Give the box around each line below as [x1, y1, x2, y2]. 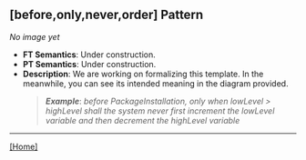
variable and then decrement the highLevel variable [45, 115, 240, 125]
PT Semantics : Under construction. [22, 58, 157, 69]
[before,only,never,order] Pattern [9, 7, 204, 23]
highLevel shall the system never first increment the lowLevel [45, 105, 275, 116]
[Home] [9, 141, 38, 152]
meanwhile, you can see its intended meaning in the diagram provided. [22, 77, 289, 89]
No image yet [9, 31, 60, 42]
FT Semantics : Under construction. [22, 49, 157, 60]
